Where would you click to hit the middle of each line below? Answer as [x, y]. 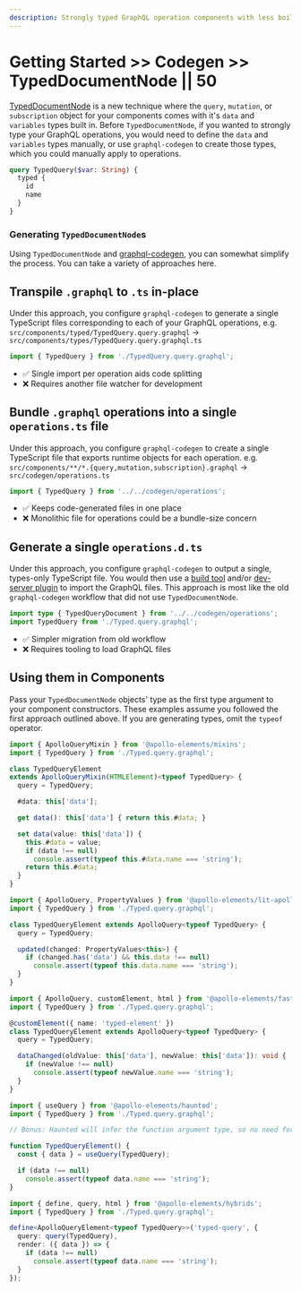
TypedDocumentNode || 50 [113, 81]
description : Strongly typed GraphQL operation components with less [142, 17]
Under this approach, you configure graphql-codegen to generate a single [144, 313]
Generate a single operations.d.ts [106, 547]
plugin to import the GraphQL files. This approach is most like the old [162, 588]
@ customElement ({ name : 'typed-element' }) [92, 1023]
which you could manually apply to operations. [95, 153]
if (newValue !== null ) [70, 1064]
